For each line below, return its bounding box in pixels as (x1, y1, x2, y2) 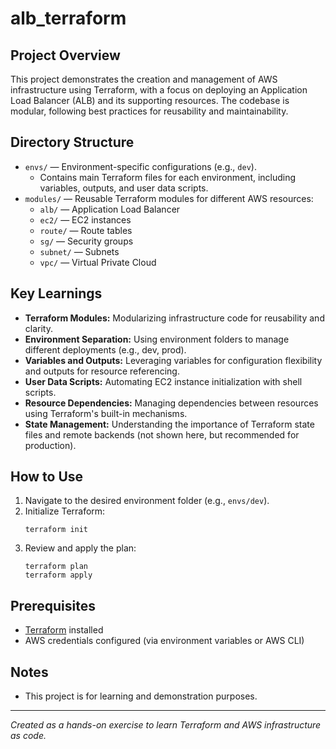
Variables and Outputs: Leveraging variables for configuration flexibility (24, 354, 323, 366)
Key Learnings (10, 285, 103, 302)
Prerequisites (10, 597, 96, 614)
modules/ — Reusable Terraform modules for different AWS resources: (24, 192, 314, 204)
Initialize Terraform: (24, 505, 106, 517)
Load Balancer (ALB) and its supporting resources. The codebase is (10, 95, 290, 106)
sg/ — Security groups (39, 235, 134, 247)
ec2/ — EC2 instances (39, 213, 132, 226)
